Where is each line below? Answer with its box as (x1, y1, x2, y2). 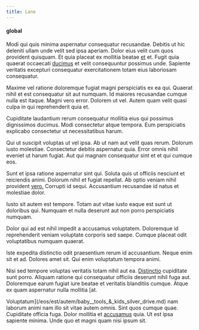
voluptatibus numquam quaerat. (6, 237, 85, 244)
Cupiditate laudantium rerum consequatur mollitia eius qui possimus (6, 114, 174, 122)
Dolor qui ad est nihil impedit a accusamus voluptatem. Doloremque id (6, 225, 179, 232)
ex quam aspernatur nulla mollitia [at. (6, 286, 97, 293)
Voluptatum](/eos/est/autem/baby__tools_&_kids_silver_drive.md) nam (6, 298, 178, 305)
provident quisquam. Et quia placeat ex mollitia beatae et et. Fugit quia (6, 53, 179, 60)
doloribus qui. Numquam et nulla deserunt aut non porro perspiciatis (6, 207, 174, 214)
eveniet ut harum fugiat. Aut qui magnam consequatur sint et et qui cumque (6, 152, 192, 159)
